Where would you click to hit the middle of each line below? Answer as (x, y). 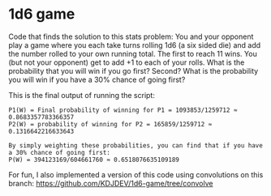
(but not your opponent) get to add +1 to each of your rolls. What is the (127, 62)
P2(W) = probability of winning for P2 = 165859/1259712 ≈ (110, 124)
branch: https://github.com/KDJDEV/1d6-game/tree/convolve (111, 183)
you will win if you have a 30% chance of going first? (97, 79)
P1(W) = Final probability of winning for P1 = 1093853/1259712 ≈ (123, 110)
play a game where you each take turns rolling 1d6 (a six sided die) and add (135, 45)
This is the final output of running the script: (82, 95)
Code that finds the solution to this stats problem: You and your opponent (131, 36)
